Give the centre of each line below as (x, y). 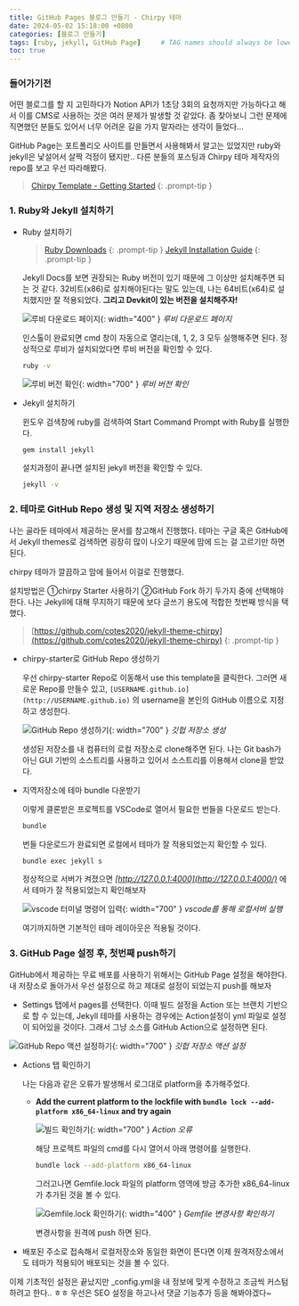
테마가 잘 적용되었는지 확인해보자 (89, 890)
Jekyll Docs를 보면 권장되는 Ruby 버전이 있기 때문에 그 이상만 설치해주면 (149, 277)
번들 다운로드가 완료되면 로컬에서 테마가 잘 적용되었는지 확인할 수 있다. (144, 844)
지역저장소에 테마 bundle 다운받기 (81, 790)
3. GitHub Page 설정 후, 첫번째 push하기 (93, 953)
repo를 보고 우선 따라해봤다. (58, 168)
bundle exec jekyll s (62, 861)
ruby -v (36, 366)
